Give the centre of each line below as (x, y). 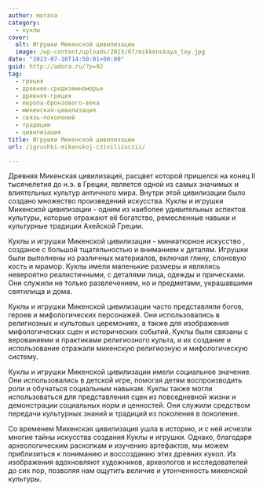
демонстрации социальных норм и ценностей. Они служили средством (129, 405)
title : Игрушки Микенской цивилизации (71, 139)
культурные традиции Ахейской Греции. (76, 226)
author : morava (33, 15)
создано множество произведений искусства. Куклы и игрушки (116, 201)
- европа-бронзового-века (58, 103)
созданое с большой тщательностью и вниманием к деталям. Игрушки (128, 250)
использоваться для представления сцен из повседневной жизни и (122, 397)
